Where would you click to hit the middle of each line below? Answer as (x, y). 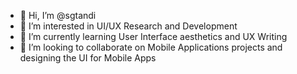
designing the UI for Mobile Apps (88, 58)
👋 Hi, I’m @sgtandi (58, 15)
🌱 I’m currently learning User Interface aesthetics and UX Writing (153, 36)
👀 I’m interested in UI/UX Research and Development (128, 26)
